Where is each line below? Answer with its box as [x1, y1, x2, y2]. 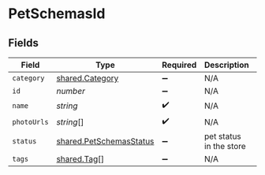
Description [203, 60, 250, 70]
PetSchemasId [8, 5, 106, 23]
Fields [8, 36, 39, 50]
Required [161, 60, 197, 70]
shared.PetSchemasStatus [56, 136, 155, 147]
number [56, 86, 85, 96]
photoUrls [12, 117, 49, 126]
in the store [203, 141, 246, 151]
